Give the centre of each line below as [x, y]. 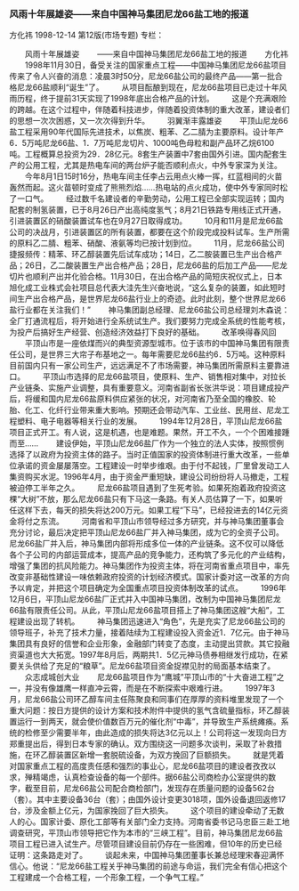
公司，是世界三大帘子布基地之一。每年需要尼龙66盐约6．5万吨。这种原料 [151, 354]
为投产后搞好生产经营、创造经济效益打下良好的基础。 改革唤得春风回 [143, 332]
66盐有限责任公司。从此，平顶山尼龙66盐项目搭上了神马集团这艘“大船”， [143, 611]
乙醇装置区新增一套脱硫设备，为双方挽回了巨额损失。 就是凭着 [162, 755]
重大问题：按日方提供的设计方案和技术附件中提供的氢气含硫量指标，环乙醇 [145, 710]
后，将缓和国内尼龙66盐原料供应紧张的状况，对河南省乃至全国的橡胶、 [139, 399]
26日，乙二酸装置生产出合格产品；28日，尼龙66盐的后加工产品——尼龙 [156, 265]
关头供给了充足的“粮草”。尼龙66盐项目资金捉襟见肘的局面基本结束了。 [146, 666]
